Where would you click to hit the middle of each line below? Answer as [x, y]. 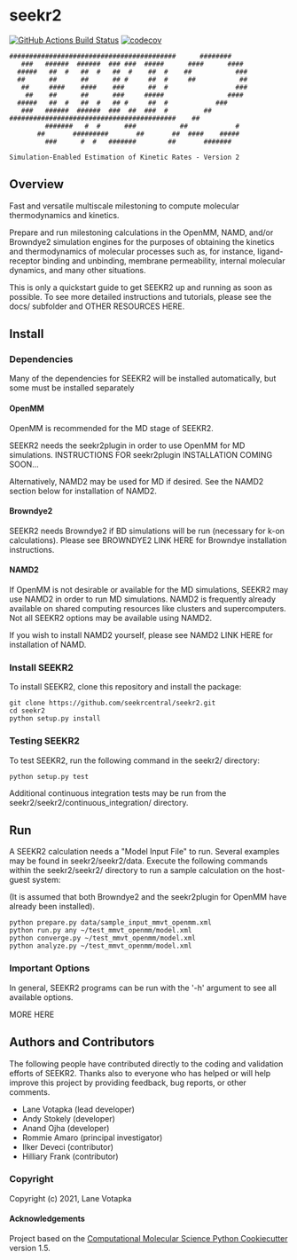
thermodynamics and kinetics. [64, 215]
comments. [30, 1091]
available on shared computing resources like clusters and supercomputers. [148, 609]
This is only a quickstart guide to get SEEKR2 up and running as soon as [141, 287]
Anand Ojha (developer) [66, 1128]
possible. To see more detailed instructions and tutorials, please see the [141, 296]
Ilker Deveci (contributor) [67, 1146]
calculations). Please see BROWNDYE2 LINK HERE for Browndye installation [148, 540]
